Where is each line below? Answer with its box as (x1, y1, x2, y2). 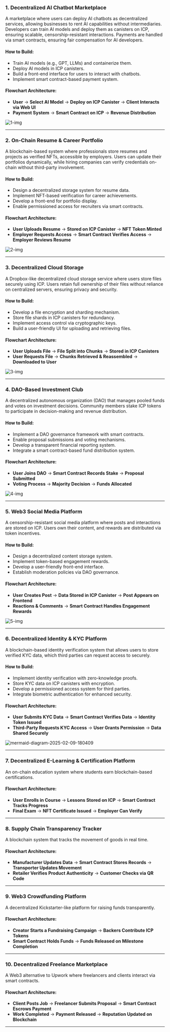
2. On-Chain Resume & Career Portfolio (5, 137, 103, 144)
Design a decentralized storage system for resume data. (12, 187, 130, 193)
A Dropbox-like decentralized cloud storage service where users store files (5, 275, 162, 282)
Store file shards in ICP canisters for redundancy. (12, 314, 115, 320)
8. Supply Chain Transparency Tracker (5, 825, 102, 832)
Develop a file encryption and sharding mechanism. (12, 309, 120, 315)
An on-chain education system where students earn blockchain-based (5, 768, 153, 775)
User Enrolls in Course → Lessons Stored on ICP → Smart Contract (12, 797, 156, 803)
